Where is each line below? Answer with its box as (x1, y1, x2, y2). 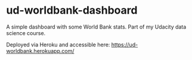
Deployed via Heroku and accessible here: (6, 41, 110, 48)
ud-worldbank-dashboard (6, 4, 138, 17)
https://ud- (111, 41, 138, 48)
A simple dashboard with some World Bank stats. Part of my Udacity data (6, 23, 187, 30)
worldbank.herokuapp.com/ (6, 47, 75, 54)
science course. (6, 29, 46, 36)
